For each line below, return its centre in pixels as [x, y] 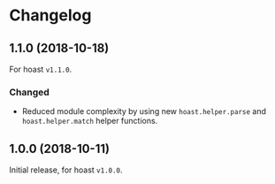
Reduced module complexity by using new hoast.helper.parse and [144, 111]
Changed [30, 92]
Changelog [50, 15]
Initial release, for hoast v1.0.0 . [66, 170]
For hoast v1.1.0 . [41, 69]
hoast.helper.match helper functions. [90, 121]
